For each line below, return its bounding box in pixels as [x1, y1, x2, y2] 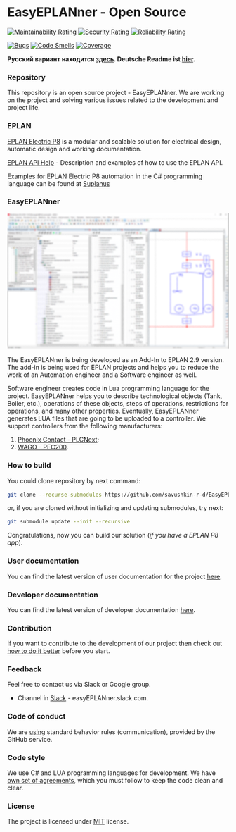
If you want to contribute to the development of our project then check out [7, 639, 223, 648]
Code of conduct [7, 712, 66, 721]
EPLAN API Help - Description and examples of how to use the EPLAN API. [7, 158, 223, 166]
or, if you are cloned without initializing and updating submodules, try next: [7, 504, 223, 512]
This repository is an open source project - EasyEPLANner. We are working [7, 89, 225, 97]
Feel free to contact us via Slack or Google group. [7, 681, 151, 689]
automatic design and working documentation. [7, 144, 143, 153]
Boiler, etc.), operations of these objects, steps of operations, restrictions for [7, 399, 229, 408]
